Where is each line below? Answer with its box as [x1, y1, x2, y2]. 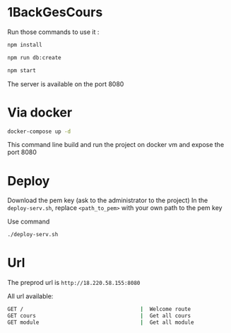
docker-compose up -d [7, 128, 71, 135]
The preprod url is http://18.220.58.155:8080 [7, 279, 141, 287]
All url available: [7, 292, 54, 300]
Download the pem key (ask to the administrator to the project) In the [7, 196, 208, 205]
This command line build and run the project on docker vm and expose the [7, 141, 225, 149]
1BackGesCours [7, 4, 103, 21]
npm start [7, 66, 37, 74]
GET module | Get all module [7, 319, 194, 326]
